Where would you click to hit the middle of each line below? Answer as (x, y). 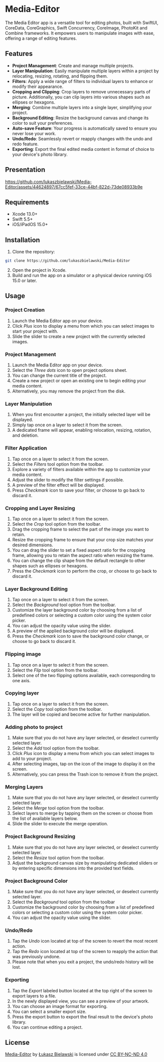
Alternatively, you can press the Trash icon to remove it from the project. (85, 774)
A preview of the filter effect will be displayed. (59, 485)
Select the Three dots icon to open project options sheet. (70, 370)
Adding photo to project (34, 727)
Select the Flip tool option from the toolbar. (55, 670)
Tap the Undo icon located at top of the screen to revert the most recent (85, 941)
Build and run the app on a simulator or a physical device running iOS (82, 276)
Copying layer (22, 693)
